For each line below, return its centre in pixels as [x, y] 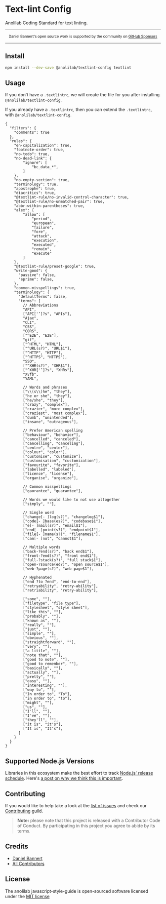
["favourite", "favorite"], [52, 465]
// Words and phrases [45, 388]
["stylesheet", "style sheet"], [56, 608]
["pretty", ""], [40, 677]
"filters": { [23, 128]
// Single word [39, 513]
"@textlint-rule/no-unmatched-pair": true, [60, 202]
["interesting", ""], [45, 686]
